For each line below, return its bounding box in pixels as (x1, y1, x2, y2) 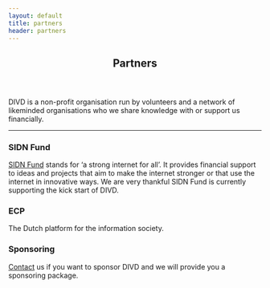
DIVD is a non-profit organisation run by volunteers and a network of (8, 97, 235, 107)
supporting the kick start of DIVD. (8, 185, 119, 195)
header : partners (8, 26, 67, 34)
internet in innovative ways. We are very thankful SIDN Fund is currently (8, 177, 247, 187)
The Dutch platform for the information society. (8, 224, 165, 233)
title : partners (8, 19, 63, 27)
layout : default (8, 11, 63, 20)
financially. (8, 114, 44, 124)
